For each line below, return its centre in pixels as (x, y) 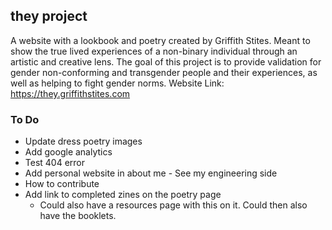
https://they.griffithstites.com (70, 93)
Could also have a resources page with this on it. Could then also (173, 205)
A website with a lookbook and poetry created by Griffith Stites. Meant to (160, 40)
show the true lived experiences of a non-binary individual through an (154, 51)
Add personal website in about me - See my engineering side (151, 173)
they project (49, 16)
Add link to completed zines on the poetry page (123, 195)
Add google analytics (68, 152)
